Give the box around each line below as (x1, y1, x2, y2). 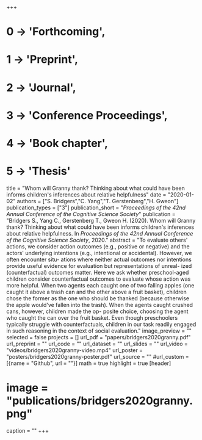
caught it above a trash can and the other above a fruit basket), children (6, 288, 187, 295)
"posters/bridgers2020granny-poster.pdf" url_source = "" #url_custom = (6, 353, 189, 360)
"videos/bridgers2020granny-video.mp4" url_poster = (6, 346, 143, 354)
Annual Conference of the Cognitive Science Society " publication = (6, 210, 176, 217)
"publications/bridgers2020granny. (6, 394, 193, 408)
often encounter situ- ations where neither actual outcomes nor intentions (6, 256, 192, 263)
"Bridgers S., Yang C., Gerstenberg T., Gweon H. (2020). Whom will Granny (6, 217, 196, 224)
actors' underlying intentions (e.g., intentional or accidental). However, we (6, 249, 192, 256)
